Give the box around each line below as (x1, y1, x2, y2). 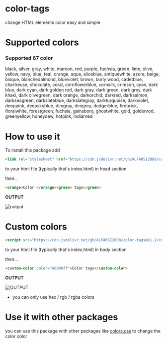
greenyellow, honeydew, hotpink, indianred (5, 113, 93, 119)
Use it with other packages (5, 311, 118, 323)
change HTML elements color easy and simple (5, 19, 100, 25)
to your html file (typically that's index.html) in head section (5, 166, 127, 172)
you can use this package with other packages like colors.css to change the (5, 328, 161, 334)
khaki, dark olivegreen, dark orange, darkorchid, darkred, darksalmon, (5, 92, 149, 98)
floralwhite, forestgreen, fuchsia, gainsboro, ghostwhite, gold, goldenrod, (5, 108, 155, 114)
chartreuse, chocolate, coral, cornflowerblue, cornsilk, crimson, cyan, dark (5, 82, 158, 87)
